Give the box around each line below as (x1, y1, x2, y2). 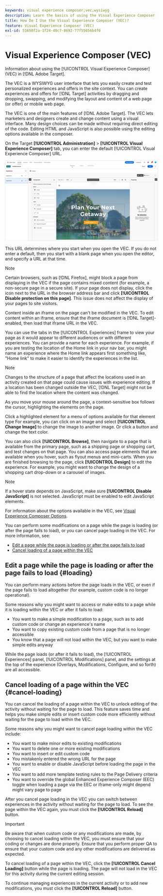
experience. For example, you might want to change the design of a (5, 464, 140, 470)
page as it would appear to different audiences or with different (5, 335, 131, 341)
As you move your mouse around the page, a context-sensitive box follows (5, 399, 155, 405)
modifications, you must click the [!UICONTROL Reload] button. (5, 885, 133, 891)
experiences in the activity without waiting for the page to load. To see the (5, 801, 154, 807)
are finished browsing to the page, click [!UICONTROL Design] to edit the (5, 459, 152, 465)
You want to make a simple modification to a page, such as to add (12, 616, 144, 622)
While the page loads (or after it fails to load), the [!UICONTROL (5, 651, 132, 657)
